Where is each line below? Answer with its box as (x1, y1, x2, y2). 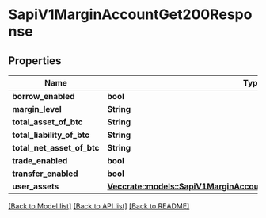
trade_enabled (12, 155, 68, 166)
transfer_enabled (12, 168, 78, 179)
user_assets (12, 181, 59, 192)
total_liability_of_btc (12, 129, 90, 140)
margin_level (12, 104, 62, 114)
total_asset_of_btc (12, 117, 83, 128)
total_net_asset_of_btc (12, 143, 101, 153)
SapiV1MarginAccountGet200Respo (8, 6, 253, 24)
